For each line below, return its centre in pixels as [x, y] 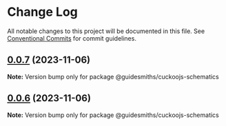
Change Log [42, 12]
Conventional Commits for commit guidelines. [72, 38]
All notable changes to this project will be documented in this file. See [106, 31]
